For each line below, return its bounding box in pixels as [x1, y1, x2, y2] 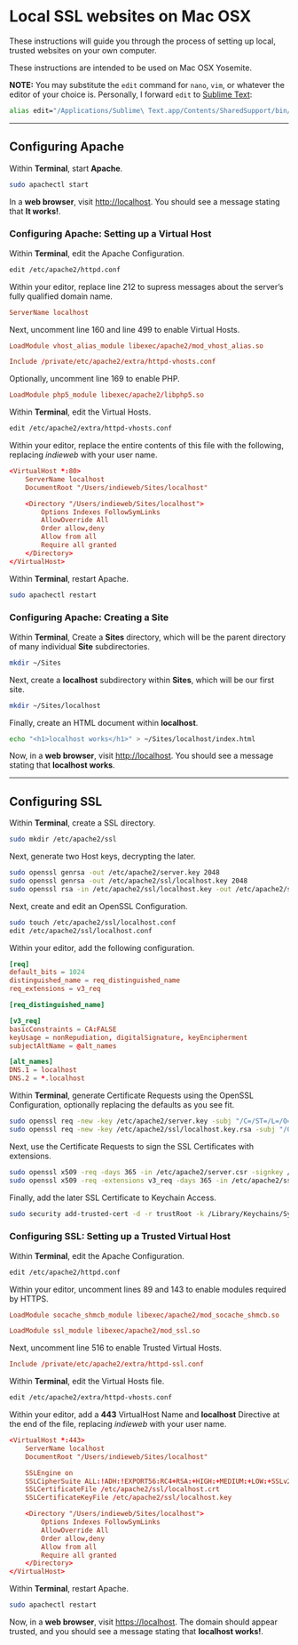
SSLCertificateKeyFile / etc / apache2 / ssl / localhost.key [25, 1493, 232, 1503]
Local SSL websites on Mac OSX [9, 6, 252, 27]
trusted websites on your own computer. [9, 44, 157, 55]
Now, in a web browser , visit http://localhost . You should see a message [9, 750, 274, 762]
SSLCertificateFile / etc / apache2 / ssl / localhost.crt [25, 1485, 220, 1494]
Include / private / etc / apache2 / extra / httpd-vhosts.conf [9, 358, 216, 367]
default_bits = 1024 [9, 968, 86, 977]
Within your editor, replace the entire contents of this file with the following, [9, 440, 284, 451]
